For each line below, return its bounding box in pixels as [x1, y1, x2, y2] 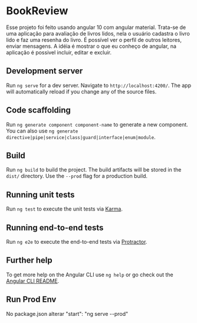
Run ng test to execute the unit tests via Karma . [6, 205, 123, 212]
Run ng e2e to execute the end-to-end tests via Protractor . [6, 238, 147, 245]
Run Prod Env [6, 295, 57, 305]
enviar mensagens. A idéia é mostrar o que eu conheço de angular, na [6, 43, 177, 50]
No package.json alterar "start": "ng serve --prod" [6, 310, 129, 317]
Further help [6, 256, 53, 266]
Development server [6, 66, 83, 76]
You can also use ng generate [6, 127, 78, 134]
